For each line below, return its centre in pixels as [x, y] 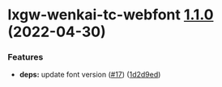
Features [26, 57]
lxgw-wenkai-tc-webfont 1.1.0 [111, 15]
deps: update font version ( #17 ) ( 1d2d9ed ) [90, 75]
